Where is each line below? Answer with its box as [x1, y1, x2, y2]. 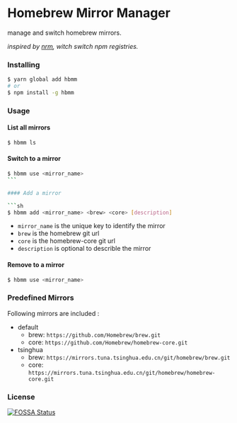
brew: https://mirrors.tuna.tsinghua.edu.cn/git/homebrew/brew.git [28, 353, 231, 361]
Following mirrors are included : [7, 309, 100, 317]
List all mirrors [7, 123, 51, 132]
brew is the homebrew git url [17, 229, 100, 238]
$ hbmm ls [7, 139, 37, 146]
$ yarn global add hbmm [7, 76, 78, 83]
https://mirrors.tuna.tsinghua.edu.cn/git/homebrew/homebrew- [28, 369, 216, 376]
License [7, 392, 35, 402]
